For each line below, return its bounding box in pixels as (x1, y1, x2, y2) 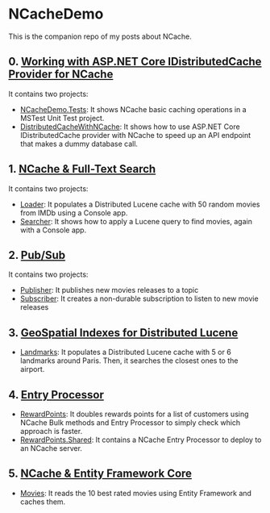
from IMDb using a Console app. (19, 207, 128, 218)
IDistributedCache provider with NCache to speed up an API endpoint (19, 130, 251, 140)
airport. (19, 365, 45, 374)
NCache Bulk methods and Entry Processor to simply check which (19, 418, 241, 427)
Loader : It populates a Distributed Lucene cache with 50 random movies (19, 199, 260, 209)
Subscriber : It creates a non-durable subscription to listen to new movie (19, 294, 260, 303)
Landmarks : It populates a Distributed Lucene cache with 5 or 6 (19, 348, 231, 357)
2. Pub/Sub (8, 248, 66, 262)
